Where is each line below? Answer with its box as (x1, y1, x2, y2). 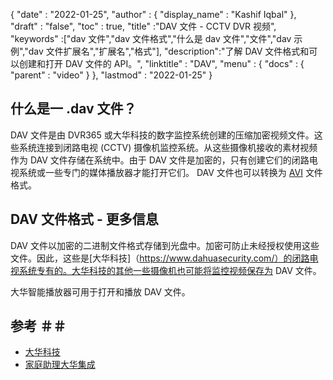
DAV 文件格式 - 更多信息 (10, 211, 159, 228)
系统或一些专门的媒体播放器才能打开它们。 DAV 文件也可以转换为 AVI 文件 (18, 166, 323, 178)
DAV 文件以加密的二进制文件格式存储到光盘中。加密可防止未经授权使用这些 (10, 239, 320, 251)
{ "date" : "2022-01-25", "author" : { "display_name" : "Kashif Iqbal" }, (10, 9, 297, 20)
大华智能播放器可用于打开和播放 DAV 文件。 (10, 285, 191, 298)
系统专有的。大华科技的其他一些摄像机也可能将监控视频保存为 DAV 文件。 (18, 264, 322, 276)
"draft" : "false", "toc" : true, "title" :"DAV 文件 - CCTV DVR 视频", (10, 20, 277, 32)
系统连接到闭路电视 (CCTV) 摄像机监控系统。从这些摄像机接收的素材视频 (18, 141, 318, 153)
